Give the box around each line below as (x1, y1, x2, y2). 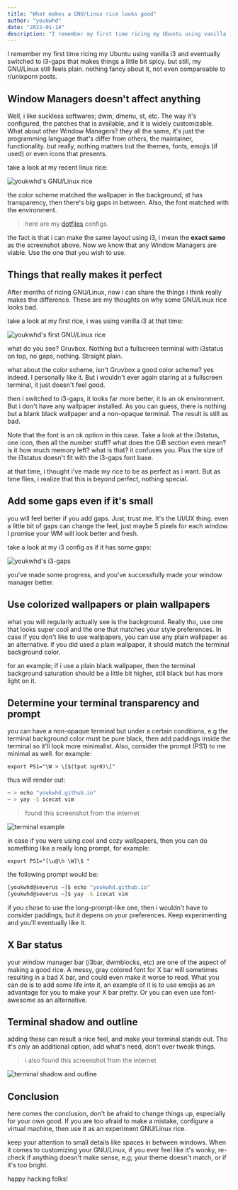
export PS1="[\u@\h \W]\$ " (7, 858, 91, 865)
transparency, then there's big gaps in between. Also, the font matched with (7, 198, 229, 207)
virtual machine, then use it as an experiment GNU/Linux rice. (7, 1125, 186, 1133)
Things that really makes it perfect (7, 269, 163, 281)
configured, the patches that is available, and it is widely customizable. (7, 119, 214, 128)
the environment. (7, 206, 57, 214)
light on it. (7, 676, 37, 685)
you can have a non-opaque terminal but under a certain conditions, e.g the (7, 727, 229, 736)
